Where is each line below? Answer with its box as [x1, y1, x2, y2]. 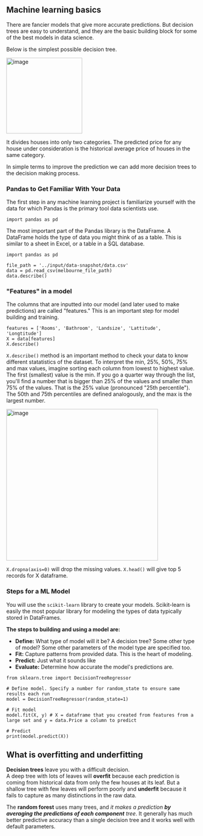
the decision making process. [6, 169, 80, 176]
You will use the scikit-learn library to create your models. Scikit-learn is [6, 601, 191, 608]
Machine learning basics [6, 5, 102, 15]
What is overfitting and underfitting [6, 750, 144, 760]
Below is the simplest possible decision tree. [6, 45, 117, 53]
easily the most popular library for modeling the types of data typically [6, 607, 182, 615]
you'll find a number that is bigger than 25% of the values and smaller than [6, 378, 193, 385]
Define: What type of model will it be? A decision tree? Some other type [15, 637, 195, 644]
